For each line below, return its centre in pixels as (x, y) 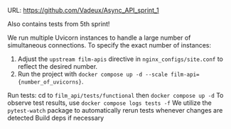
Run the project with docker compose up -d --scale (93, 74)
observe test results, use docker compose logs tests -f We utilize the (109, 103)
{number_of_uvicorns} (49, 82)
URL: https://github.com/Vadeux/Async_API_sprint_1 (83, 10)
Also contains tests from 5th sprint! (59, 24)
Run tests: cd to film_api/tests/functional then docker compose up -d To (116, 95)
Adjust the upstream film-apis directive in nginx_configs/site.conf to (120, 59)
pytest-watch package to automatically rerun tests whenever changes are (115, 110)
